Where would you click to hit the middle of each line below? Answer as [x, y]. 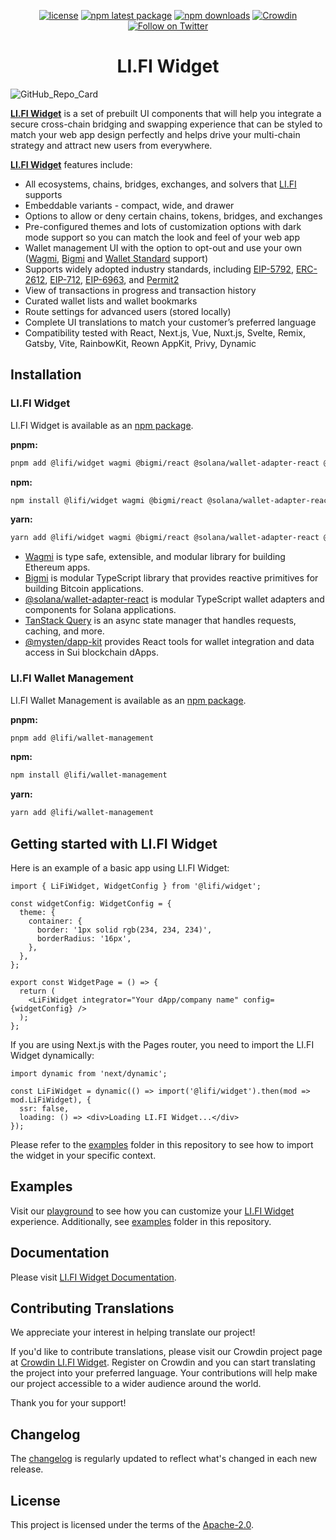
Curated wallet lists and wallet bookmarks [111, 301]
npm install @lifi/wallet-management [89, 775]
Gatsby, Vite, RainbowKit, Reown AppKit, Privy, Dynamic [140, 343]
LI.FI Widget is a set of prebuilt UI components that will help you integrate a [166, 113]
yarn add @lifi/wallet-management [82, 813]
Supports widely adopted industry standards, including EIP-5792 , [159, 269]
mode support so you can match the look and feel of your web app [162, 237]
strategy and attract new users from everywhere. [111, 145]
